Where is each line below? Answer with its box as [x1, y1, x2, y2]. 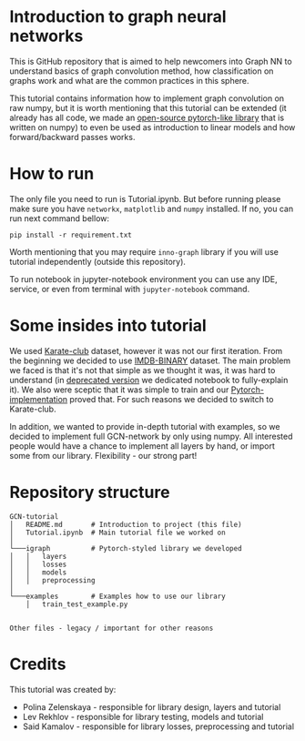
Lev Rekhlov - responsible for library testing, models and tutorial [22, 711, 264, 722]
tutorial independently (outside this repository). [9, 256, 187, 267]
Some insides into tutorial [9, 316, 207, 336]
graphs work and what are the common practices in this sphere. [9, 75, 249, 86]
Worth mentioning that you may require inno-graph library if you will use [9, 246, 280, 257]
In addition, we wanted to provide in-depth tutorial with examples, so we [9, 421, 280, 431]
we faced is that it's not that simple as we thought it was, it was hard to [9, 364, 276, 375]
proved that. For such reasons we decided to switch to [69, 393, 274, 404]
